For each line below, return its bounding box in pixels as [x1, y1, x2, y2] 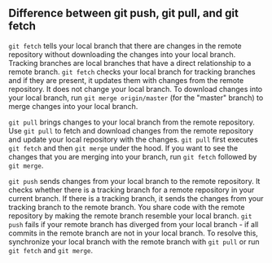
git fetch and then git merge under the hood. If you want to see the [8, 142, 239, 153]
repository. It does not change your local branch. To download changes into [8, 84, 263, 94]
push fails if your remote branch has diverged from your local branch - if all [8, 219, 259, 229]
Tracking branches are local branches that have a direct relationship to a [8, 58, 252, 68]
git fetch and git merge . [8, 245, 94, 255]
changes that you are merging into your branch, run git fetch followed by [8, 151, 257, 161]
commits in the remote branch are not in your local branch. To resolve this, [8, 228, 258, 238]
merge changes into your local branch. [8, 101, 138, 111]
